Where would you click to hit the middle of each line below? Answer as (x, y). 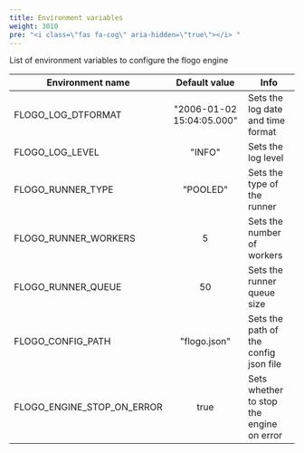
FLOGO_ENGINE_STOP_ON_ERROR (88, 407)
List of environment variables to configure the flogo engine (119, 61)
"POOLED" (205, 189)
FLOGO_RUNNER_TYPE (64, 189)
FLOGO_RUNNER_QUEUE (68, 287)
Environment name (88, 82)
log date (266, 110)
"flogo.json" (205, 342)
